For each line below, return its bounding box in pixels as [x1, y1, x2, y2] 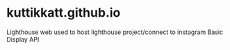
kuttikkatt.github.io [6, 5, 121, 21]
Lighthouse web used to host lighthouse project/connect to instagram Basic [6, 28, 224, 36]
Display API [6, 35, 40, 43]
